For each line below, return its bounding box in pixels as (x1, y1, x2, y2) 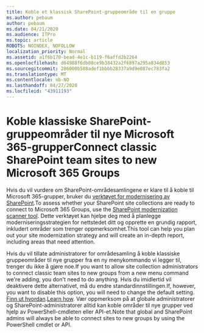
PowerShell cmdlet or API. (6, 321, 72, 328)
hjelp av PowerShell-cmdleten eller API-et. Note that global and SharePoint (6, 308, 193, 315)
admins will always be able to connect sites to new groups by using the (6, 314, 185, 321)
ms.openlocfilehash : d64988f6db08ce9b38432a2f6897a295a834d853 (6, 60, 171, 66)
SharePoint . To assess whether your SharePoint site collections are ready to (6, 199, 195, 206)
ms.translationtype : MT (6, 71, 67, 77)
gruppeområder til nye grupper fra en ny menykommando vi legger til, (6, 256, 181, 264)
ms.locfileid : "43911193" (6, 88, 72, 94)
